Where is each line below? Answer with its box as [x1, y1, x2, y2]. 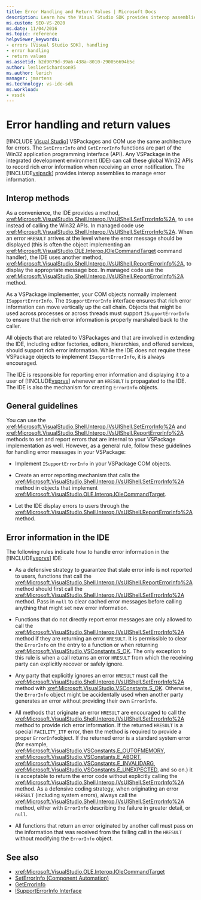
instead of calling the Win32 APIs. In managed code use [6, 222, 145, 229]
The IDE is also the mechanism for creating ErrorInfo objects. [6, 383, 159, 390]
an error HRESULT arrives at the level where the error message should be [6, 234, 182, 242]
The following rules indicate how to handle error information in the [6, 548, 169, 556]
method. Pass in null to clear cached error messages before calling [14, 598, 182, 605]
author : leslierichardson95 [6, 64, 77, 71]
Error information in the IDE [6, 532, 109, 542]
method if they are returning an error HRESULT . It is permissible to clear [14, 635, 187, 642]
